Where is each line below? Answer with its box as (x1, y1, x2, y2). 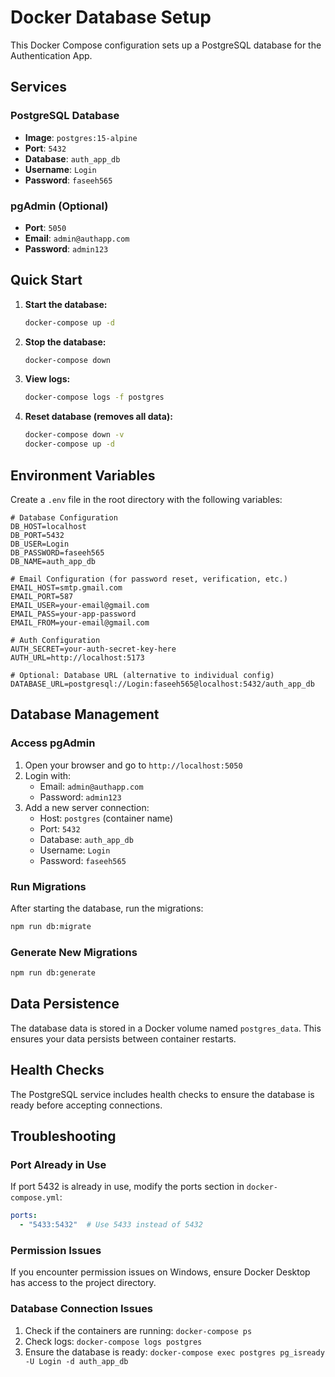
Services (10, 79, 68, 96)
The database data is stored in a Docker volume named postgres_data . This (10, 1022, 322, 1034)
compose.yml (10, 1193, 60, 1203)
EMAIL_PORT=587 (10, 591, 74, 601)
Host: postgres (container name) (39, 812, 174, 824)
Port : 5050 (24, 221, 67, 233)
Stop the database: (24, 336, 107, 348)
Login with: (24, 769, 72, 781)
